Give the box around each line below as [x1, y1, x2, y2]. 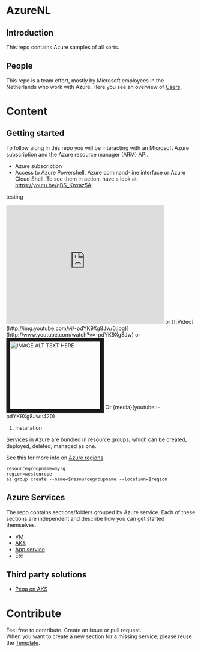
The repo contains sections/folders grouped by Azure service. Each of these [6, 508, 196, 515]
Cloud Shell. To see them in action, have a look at [14, 175, 137, 182]
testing [6, 193, 23, 200]
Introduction [6, 28, 54, 38]
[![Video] [172, 318, 194, 325]
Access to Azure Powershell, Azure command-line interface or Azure [14, 169, 186, 176]
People [6, 61, 33, 71]
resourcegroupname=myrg [6, 465, 66, 471]
